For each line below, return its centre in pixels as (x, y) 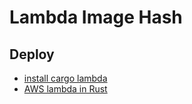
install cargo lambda (65, 78)
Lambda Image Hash (96, 17)
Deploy (32, 54)
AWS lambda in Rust (65, 89)
